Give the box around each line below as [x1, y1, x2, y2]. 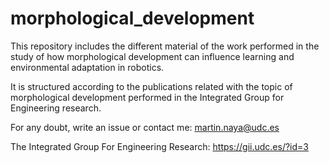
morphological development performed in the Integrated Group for [10, 91, 285, 103]
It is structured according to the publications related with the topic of [10, 80, 293, 92]
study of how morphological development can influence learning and [10, 50, 295, 62]
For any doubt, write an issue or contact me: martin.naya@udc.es [10, 121, 280, 133]
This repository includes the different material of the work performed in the [10, 40, 320, 52]
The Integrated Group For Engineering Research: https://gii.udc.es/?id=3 [10, 140, 309, 152]
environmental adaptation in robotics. [10, 61, 165, 73]
